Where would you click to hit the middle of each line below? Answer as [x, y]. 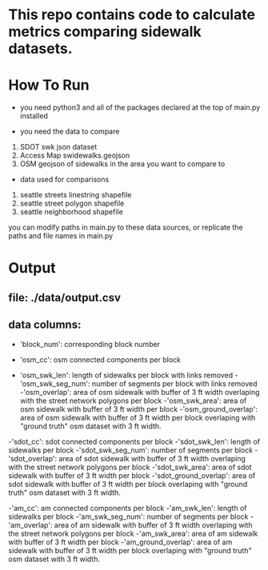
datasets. [40, 49]
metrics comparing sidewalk [105, 32]
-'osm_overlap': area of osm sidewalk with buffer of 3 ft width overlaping [140, 392]
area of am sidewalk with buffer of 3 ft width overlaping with [154, 524]
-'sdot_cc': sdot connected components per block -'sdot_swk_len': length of [134, 441]
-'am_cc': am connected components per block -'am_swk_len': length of [128, 508]
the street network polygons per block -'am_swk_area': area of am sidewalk [133, 533]
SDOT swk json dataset [58, 147]
